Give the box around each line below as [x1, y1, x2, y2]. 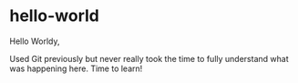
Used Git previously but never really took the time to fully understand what [9, 53, 289, 64]
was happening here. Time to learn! [9, 63, 143, 74]
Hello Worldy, [9, 36, 60, 47]
